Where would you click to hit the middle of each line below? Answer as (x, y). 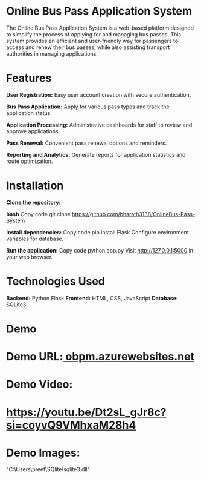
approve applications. (33, 131)
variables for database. (35, 239)
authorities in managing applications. (52, 53)
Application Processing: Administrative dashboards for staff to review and (99, 125)
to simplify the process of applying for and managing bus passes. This (94, 34)
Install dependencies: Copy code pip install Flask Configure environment (97, 232)
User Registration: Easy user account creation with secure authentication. (99, 94)
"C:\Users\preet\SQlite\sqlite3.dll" (48, 469)
